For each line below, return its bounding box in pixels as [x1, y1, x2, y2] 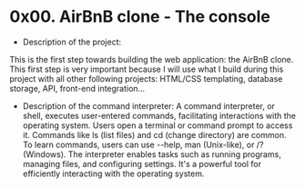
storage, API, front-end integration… [9, 83, 146, 94]
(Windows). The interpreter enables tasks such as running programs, [22, 148, 282, 160]
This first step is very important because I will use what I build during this [9, 64, 284, 74]
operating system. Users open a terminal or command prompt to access [22, 120, 293, 131]
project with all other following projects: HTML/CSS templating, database [9, 73, 283, 84]
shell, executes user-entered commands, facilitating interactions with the [22, 110, 296, 121]
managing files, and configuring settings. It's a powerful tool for [22, 158, 262, 169]
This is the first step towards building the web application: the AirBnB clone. [9, 54, 294, 64]
